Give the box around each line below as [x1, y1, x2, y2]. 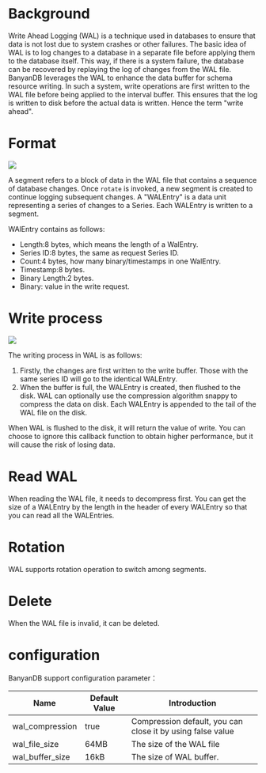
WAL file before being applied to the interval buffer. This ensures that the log [8, 89, 258, 99]
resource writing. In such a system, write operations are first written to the [8, 81, 250, 91]
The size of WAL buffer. [131, 751, 219, 762]
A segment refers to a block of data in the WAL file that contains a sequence [8, 175, 257, 184]
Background [8, 5, 90, 23]
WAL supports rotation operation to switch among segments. [8, 564, 207, 574]
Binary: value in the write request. [19, 282, 130, 291]
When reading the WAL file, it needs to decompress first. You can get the [8, 494, 247, 503]
